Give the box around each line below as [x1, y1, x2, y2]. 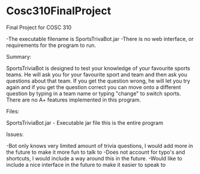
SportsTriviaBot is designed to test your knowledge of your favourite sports [6, 64, 190, 72]
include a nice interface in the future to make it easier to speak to [6, 161, 166, 168]
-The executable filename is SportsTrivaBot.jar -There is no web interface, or [6, 35, 194, 42]
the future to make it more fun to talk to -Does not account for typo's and [6, 148, 186, 156]
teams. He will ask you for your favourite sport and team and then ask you [6, 71, 187, 78]
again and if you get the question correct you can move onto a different [6, 83, 182, 90]
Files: [6, 107, 20, 115]
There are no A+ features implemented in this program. [6, 96, 141, 103]
